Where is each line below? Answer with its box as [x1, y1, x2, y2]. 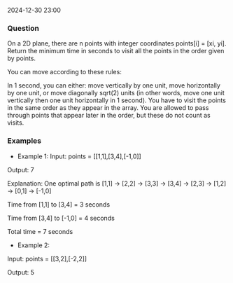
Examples [7, 136, 42, 146]
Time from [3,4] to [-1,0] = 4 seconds [7, 214, 115, 222]
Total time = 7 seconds [7, 227, 73, 235]
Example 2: [17, 241, 50, 249]
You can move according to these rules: [7, 68, 122, 76]
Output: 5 [7, 268, 35, 276]
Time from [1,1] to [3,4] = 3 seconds [7, 200, 111, 209]
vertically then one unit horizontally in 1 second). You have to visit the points [7, 96, 226, 104]
